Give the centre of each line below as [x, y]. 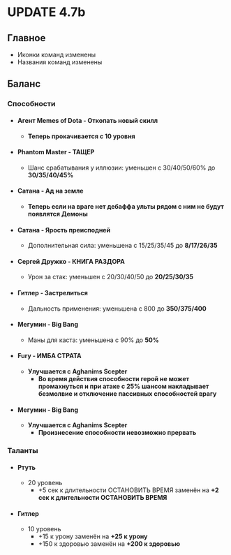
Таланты [23, 451]
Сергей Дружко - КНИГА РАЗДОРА [71, 261]
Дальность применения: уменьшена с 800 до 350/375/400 [117, 309]
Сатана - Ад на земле [50, 191]
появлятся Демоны [58, 214]
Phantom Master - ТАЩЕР [56, 152]
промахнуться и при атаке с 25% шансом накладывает [124, 386]
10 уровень [44, 529]
